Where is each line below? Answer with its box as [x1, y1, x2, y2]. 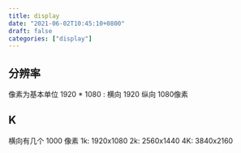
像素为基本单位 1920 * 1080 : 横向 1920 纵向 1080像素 [8, 90, 189, 100]
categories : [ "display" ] [8, 34, 93, 43]
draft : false [8, 27, 53, 35]
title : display [8, 11, 60, 20]
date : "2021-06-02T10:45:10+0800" [8, 19, 126, 28]
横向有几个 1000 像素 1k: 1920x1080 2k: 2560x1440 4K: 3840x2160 [8, 135, 234, 146]
